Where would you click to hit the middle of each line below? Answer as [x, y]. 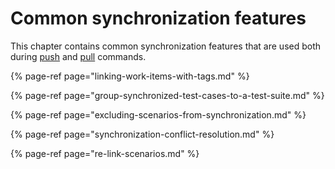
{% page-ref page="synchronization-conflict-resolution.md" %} [142, 134]
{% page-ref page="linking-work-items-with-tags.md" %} [130, 76]
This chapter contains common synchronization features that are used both [166, 46]
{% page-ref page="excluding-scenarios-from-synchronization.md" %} [158, 114]
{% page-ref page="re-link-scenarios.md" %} [105, 153]
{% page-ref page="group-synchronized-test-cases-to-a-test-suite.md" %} [167, 95]
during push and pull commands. [78, 56]
